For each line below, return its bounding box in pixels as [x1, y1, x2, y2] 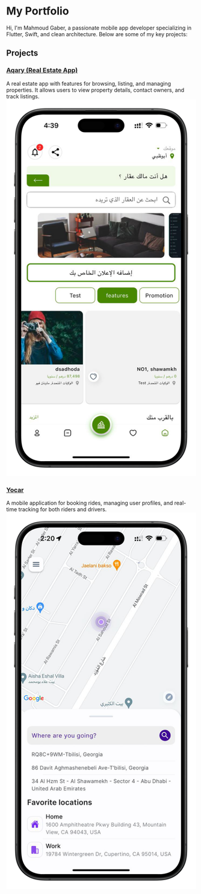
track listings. [6, 92, 40, 100]
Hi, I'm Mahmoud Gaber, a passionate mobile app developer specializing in [6, 24, 191, 31]
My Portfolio [6, 4, 69, 18]
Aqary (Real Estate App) [6, 66, 78, 75]
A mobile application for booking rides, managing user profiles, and [6, 499, 173, 507]
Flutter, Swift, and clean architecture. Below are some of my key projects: [6, 30, 188, 37]
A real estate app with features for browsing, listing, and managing [6, 80, 172, 87]
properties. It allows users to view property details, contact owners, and [6, 86, 185, 93]
